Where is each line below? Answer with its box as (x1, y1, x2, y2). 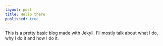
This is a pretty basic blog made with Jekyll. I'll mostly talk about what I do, (5, 30, 159, 36)
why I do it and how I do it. (5, 35, 59, 41)
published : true (5, 16, 39, 21)
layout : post (5, 7, 32, 12)
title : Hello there (5, 12, 46, 17)
